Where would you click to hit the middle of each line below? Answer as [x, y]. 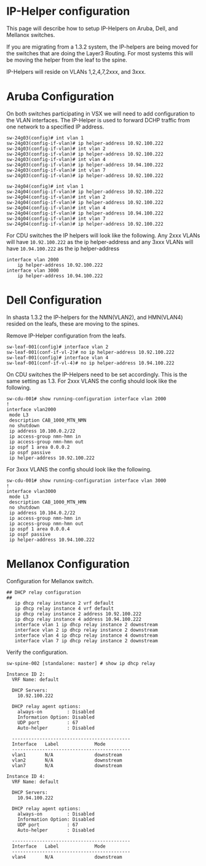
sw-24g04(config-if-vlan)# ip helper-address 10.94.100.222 [85, 213]
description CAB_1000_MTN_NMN [48, 420]
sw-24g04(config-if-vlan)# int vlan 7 [56, 218]
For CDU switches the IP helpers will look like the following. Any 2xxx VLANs [103, 235]
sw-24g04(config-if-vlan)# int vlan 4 [56, 208]
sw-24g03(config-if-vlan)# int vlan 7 [56, 170]
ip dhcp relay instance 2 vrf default [64, 603]
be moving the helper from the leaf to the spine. [67, 60]
